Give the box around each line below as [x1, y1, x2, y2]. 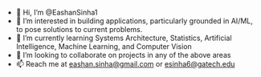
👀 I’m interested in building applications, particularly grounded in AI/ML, [15, 16, 253, 26]
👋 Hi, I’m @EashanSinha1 [15, 8, 98, 17]
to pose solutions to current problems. [15, 25, 143, 34]
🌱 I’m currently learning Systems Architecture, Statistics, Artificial [15, 33, 232, 43]
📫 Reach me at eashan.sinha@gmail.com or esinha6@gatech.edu [15, 59, 235, 68]
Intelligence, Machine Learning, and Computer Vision [15, 42, 193, 51]
